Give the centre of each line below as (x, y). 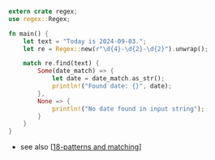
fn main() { (28, 33)
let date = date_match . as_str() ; (108, 79)
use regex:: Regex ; (39, 19)
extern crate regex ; (43, 11)
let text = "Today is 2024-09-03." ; (85, 41)
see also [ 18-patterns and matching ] (81, 147)
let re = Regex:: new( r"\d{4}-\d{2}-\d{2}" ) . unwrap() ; (116, 49)
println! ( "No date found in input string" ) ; (128, 109)
